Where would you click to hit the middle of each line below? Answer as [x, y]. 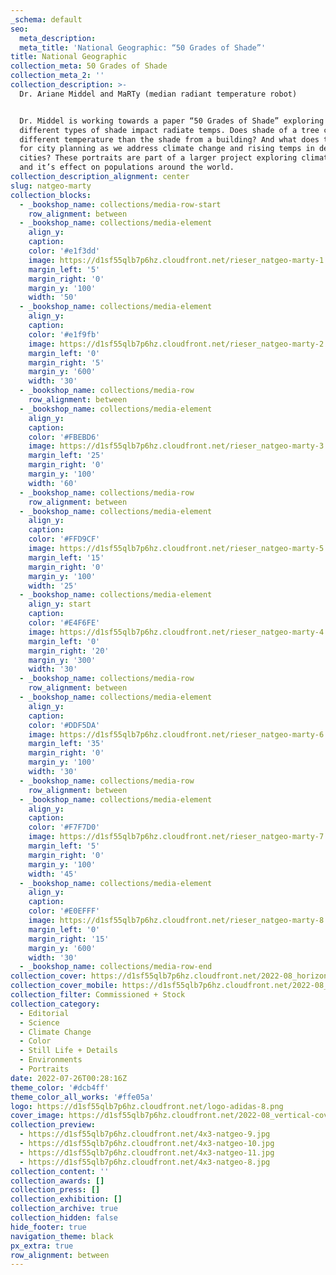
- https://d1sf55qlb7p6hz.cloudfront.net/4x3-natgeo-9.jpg [145, 1134]
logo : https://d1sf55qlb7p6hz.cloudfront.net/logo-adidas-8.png [147, 1106]
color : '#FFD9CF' [64, 539]
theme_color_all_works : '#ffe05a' [82, 1097]
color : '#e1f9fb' [64, 334]
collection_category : [55, 1004]
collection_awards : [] [57, 1181]
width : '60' [53, 483]
